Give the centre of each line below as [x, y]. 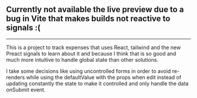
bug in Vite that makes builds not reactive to [88, 19]
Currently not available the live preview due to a [95, 10]
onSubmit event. [26, 89]
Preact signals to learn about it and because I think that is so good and [91, 53]
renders [16, 77]
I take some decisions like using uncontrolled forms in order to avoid [89, 71]
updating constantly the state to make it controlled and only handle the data [97, 83]
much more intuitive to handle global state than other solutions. [82, 60]
